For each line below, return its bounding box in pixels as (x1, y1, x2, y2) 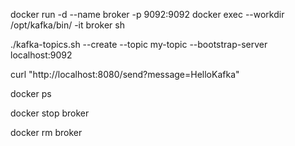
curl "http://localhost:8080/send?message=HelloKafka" (10, 69, 240, 80)
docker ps (10, 88, 52, 99)
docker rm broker (10, 127, 83, 138)
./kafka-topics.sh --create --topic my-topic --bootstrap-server (10, 39, 268, 50)
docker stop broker (10, 107, 90, 119)
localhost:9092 (10, 49, 73, 61)
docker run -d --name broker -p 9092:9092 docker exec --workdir (10, 9, 285, 20)
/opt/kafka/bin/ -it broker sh (10, 19, 125, 31)
